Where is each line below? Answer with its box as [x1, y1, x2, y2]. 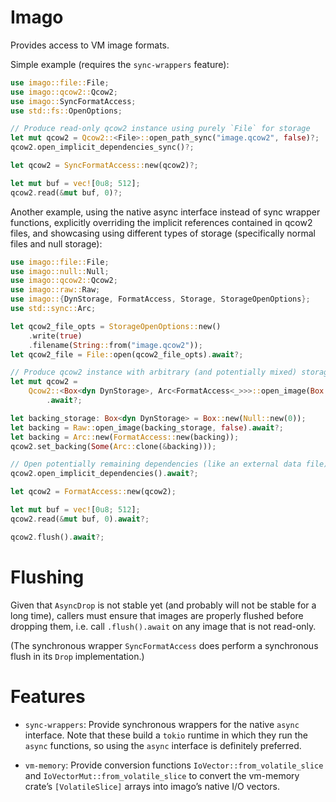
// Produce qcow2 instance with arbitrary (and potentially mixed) [10, 367, 298, 378]
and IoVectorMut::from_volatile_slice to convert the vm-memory [24, 769, 300, 781]
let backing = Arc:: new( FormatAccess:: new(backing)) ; [10, 432, 240, 442]
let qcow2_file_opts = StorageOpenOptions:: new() [10, 321, 222, 331]
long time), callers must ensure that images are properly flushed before [10, 609, 304, 621]
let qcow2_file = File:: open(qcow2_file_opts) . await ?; [10, 349, 244, 360]
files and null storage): [10, 237, 103, 250]
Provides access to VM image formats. [10, 39, 170, 51]
